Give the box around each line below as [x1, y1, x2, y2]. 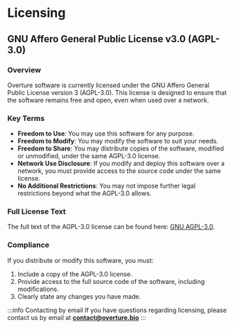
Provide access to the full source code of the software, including [17, 277, 205, 285]
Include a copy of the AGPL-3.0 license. [17, 269, 133, 278]
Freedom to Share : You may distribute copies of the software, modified [17, 144, 224, 153]
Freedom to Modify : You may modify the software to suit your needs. [17, 137, 219, 146]
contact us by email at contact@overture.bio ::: [7, 313, 146, 321]
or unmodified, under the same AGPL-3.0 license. [17, 152, 161, 160]
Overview [7, 65, 41, 75]
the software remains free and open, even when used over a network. [7, 96, 209, 104]
